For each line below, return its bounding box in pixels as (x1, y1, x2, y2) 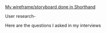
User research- (5, 13, 36, 19)
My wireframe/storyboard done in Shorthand (5, 4, 96, 10)
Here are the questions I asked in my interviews (5, 22, 102, 28)
